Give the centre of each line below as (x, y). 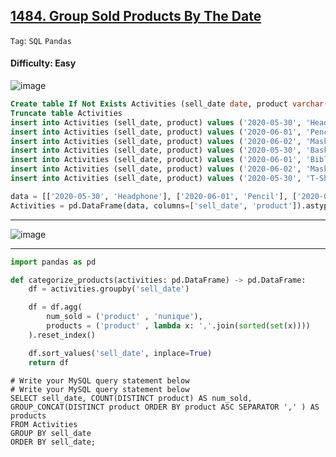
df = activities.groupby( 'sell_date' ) (109, 289)
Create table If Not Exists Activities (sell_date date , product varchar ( (169, 104)
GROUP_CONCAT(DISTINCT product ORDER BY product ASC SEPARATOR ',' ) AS (165, 407)
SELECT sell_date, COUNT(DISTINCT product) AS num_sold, (131, 398)
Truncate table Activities (66, 113)
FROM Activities (44, 424)
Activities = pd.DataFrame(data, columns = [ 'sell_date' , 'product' (151, 205)
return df (49, 362)
